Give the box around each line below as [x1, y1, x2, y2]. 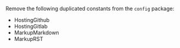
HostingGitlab [14, 23, 48, 30]
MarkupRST [14, 36, 44, 42]
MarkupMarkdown [14, 29, 60, 36]
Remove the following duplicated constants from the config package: [5, 5, 175, 12]
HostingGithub [14, 17, 50, 23]
